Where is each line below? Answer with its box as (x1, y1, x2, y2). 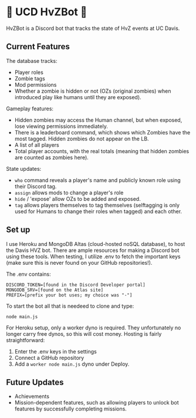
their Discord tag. (14, 183, 57, 190)
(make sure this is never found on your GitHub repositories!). (6, 259, 153, 266)
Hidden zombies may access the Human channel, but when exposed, (14, 116, 183, 123)
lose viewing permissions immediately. (14, 123, 109, 130)
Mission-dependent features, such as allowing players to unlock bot (14, 399, 179, 406)
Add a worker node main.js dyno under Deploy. (14, 360, 130, 368)
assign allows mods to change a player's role (14, 189, 124, 196)
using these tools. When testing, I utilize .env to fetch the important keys (6, 252, 181, 260)
